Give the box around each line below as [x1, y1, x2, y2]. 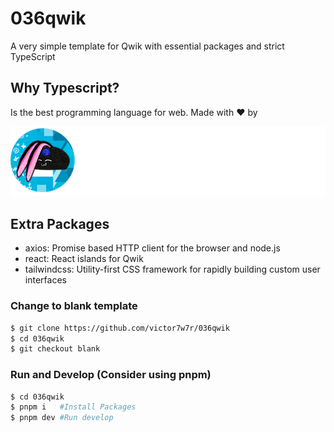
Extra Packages [10, 215, 110, 232]
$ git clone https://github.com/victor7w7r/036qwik [10, 323, 230, 333]
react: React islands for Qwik [24, 253, 144, 265]
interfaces [24, 274, 67, 286]
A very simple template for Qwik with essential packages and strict [10, 40, 285, 52]
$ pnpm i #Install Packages [10, 402, 137, 412]
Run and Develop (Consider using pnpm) [10, 368, 212, 382]
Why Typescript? [10, 80, 120, 97]
